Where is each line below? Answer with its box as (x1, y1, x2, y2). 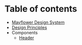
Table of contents (4, 3, 78, 15)
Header (19, 35, 35, 41)
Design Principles (11, 24, 47, 30)
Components (11, 30, 38, 35)
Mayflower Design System (11, 19, 65, 25)
